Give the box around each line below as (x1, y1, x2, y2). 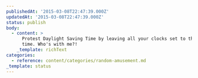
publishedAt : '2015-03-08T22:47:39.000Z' (6, 8, 110, 15)
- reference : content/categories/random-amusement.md (11, 57, 146, 63)
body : (6, 25, 19, 31)
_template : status (6, 63, 51, 69)
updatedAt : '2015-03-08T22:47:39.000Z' (6, 14, 104, 20)
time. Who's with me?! (21, 42, 78, 48)
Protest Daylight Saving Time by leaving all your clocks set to (21, 36, 186, 42)
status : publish (6, 19, 46, 25)
